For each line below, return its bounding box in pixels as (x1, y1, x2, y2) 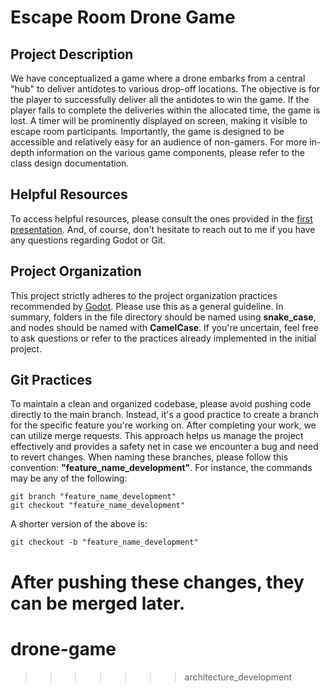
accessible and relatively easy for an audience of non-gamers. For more (10, 136, 308, 148)
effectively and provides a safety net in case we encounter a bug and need (10, 441, 319, 453)
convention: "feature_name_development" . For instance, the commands (10, 462, 313, 474)
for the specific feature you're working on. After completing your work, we (10, 419, 317, 431)
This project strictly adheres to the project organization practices (10, 289, 278, 301)
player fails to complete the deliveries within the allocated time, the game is (10, 104, 321, 116)
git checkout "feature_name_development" (10, 501, 186, 511)
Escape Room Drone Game (10, 6, 236, 29)
